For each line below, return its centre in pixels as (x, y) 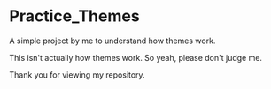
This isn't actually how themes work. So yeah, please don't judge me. (136, 57)
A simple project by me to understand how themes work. (112, 41)
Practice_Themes (74, 16)
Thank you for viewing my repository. (77, 74)
